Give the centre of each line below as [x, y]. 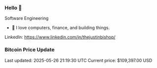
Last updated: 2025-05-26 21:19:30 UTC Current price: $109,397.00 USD [78, 60]
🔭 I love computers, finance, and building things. [61, 28]
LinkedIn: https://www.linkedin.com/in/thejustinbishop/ [60, 37]
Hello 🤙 [13, 8]
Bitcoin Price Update [30, 50]
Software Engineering [27, 18]
